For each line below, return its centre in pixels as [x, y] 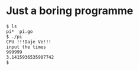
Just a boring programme [70, 11]
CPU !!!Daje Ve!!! [29, 42]
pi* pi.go [20, 31]
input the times [26, 47]
